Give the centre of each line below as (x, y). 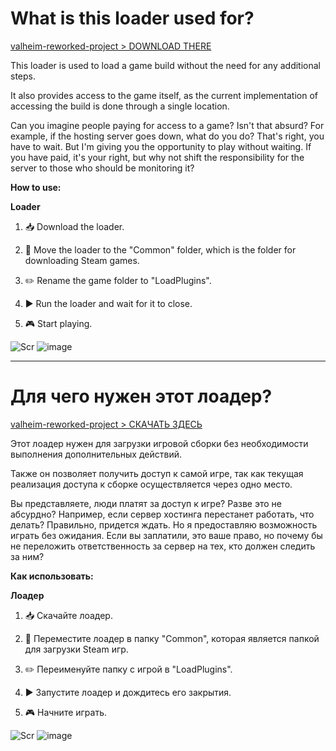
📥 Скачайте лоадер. (68, 615)
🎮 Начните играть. (66, 712)
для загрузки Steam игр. (76, 649)
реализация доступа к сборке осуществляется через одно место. (151, 484)
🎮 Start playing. (58, 323)
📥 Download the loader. (74, 226)
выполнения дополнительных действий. (96, 454)
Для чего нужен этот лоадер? (141, 396)
